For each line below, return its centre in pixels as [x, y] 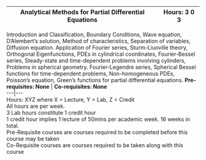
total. [13, 126]
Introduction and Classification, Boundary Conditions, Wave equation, [94, 34]
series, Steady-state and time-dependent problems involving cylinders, [96, 60]
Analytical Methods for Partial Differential [82, 12]
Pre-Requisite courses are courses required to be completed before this [97, 132]
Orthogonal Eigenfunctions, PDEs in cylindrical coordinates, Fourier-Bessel [101, 54]
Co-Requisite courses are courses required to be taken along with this [95, 145]
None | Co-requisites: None [71, 86]
